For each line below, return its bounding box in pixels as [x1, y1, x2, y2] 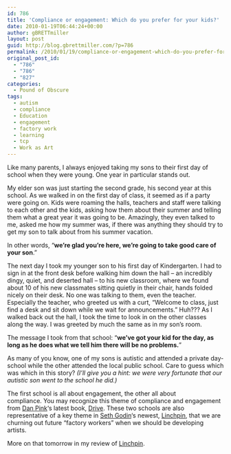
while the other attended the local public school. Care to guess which [27, 362, 224, 369]
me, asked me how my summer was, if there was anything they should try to [7, 221, 223, 228]
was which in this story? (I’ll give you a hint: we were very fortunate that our [7, 369, 222, 377]
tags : [7, 94, 23, 100]
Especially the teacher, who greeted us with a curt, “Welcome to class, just [7, 299, 219, 306]
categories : [7, 80, 41, 87]
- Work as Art [13, 144, 54, 151]
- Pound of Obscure [13, 87, 69, 94]
